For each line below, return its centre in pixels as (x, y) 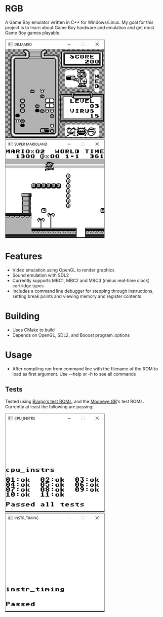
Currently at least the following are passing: (49, 406)
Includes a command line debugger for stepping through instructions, (83, 291)
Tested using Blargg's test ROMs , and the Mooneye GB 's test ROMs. (75, 401)
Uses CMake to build (34, 330)
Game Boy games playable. (33, 33)
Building (22, 316)
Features (24, 256)
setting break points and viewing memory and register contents (77, 296)
